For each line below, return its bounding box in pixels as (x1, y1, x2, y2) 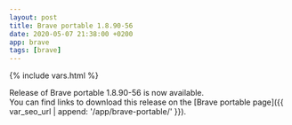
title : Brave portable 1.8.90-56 (9, 21, 134, 30)
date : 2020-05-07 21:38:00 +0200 (9, 29, 134, 38)
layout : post (9, 12, 58, 22)
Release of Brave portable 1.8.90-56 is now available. (9, 88, 205, 98)
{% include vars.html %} (9, 70, 100, 81)
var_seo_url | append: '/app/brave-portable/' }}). (9, 106, 187, 117)
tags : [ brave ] (9, 46, 62, 55)
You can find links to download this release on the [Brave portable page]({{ (9, 97, 284, 107)
